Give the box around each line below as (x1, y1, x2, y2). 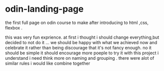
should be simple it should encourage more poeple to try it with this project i (5, 50, 159, 56)
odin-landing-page (5, 3, 84, 15)
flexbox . (5, 24, 23, 30)
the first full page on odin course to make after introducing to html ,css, (5, 20, 149, 25)
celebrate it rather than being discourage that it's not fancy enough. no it (5, 45, 152, 50)
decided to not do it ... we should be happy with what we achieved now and (5, 39, 158, 45)
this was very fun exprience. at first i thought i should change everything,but (5, 34, 160, 40)
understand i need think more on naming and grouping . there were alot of (5, 55, 154, 61)
